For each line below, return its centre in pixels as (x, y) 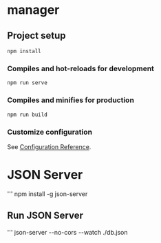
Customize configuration (50, 132)
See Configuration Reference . (49, 146)
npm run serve (28, 83)
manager (33, 10)
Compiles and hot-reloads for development (81, 68)
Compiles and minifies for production (71, 100)
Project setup (37, 36)
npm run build (28, 115)
